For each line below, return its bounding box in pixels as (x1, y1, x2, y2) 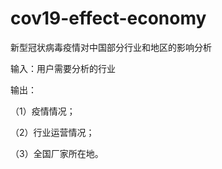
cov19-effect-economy (10, 7, 207, 30)
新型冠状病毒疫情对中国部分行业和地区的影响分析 (10, 41, 212, 53)
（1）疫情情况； (10, 105, 76, 117)
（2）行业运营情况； (10, 126, 95, 138)
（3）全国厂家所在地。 (10, 147, 104, 159)
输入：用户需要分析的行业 (10, 62, 116, 74)
